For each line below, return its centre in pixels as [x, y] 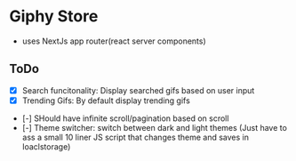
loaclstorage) [46, 146]
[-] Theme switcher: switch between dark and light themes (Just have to [154, 127]
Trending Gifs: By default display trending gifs [106, 101]
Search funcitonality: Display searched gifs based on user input [138, 90]
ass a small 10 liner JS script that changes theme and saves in [136, 137]
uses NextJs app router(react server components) [114, 41]
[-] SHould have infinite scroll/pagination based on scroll [125, 118]
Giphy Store [54, 16]
